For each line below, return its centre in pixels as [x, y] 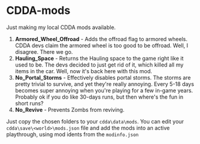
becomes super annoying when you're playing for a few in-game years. [104, 90]
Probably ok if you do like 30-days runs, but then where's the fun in [99, 97]
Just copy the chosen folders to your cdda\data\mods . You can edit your [95, 121]
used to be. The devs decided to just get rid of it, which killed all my [99, 65]
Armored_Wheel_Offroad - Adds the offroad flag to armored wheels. [101, 39]
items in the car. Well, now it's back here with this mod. [83, 71]
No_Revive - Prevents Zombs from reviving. [70, 110]
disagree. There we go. [44, 51]
